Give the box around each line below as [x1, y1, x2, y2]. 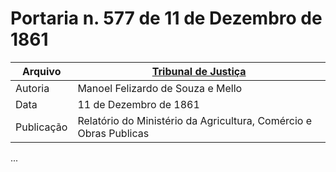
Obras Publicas [77, 126, 150, 140]
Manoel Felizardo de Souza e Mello [77, 81, 243, 95]
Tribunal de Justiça [151, 64, 247, 78]
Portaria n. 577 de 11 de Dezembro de [10, 7, 323, 30]
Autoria [15, 81, 50, 95]
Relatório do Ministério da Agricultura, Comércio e [77, 113, 313, 127]
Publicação [15, 120, 68, 134]
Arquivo [21, 64, 62, 78]
